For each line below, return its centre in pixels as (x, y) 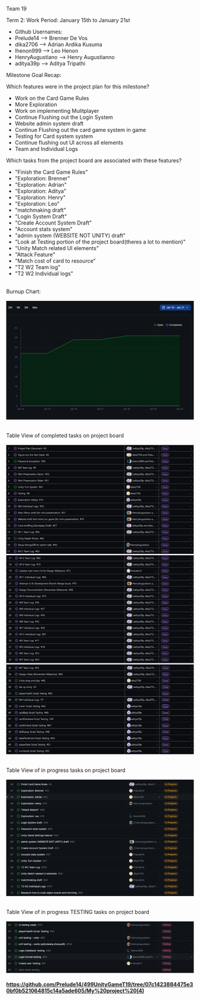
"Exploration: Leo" (37, 204)
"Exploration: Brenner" (42, 178)
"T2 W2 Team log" (37, 267)
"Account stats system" (44, 229)
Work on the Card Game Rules (52, 98)
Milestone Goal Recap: (34, 75)
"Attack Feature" (35, 254)
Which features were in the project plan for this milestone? (78, 87)
